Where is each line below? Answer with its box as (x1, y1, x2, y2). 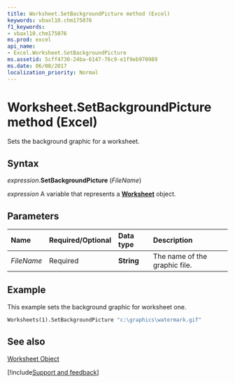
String (117, 256, 140, 266)
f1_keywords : (7, 23, 45, 30)
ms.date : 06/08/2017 (7, 62, 68, 69)
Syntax (7, 157, 39, 169)
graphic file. (152, 260, 192, 270)
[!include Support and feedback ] (7, 368, 99, 376)
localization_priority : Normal (7, 69, 99, 76)
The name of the (152, 252, 208, 262)
